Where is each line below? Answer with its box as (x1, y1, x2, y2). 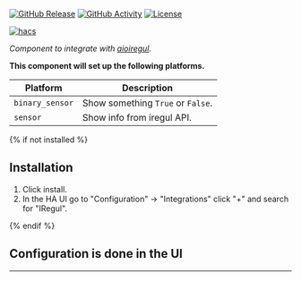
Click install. (21, 183, 67, 194)
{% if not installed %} (9, 134, 89, 145)
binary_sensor (13, 98, 74, 107)
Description (122, 81, 173, 94)
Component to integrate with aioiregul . (9, 43, 152, 54)
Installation (9, 160, 73, 175)
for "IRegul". (21, 202, 68, 214)
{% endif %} (9, 220, 56, 231)
